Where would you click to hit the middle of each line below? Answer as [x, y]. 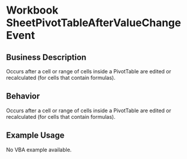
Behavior [23, 96]
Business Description [46, 57]
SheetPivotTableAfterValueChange [93, 23]
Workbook [32, 10]
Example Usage [35, 136]
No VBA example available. [39, 150]
